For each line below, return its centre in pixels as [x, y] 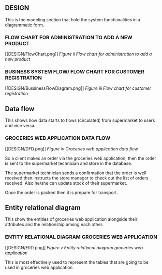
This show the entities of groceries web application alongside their [71, 219]
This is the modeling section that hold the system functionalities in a [73, 19]
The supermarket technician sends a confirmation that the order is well [76, 173]
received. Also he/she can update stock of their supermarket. [66, 183]
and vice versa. [20, 126]
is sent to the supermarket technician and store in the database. [69, 163]
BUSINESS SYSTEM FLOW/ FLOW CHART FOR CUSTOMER [75, 72]
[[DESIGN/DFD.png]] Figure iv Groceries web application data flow [72, 149]
